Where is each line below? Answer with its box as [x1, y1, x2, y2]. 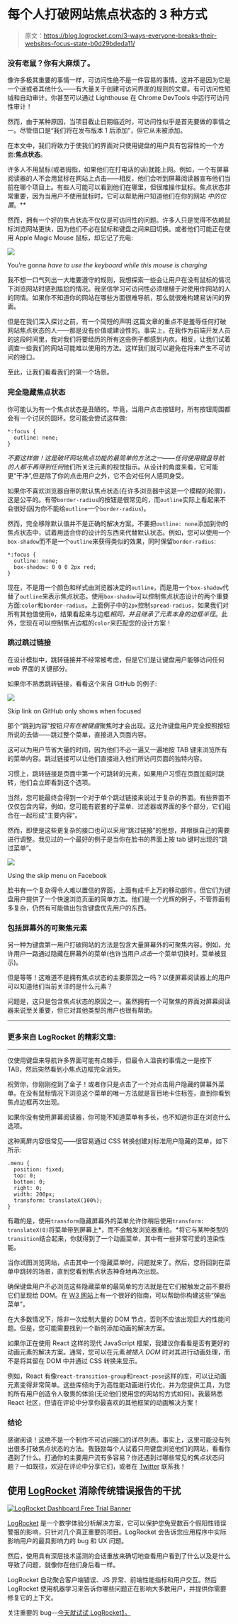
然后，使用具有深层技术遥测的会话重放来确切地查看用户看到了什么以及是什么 [7, 1551, 231, 1560]
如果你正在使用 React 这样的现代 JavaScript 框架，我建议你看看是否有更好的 [7, 1339, 230, 1347]
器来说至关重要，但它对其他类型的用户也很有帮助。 [7, 1006, 157, 1015]
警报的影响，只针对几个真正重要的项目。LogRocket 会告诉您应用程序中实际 [7, 1528, 227, 1536]
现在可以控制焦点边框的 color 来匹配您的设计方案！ [25, 618, 172, 627]
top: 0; [13, 1172, 37, 1179]
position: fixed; [13, 1166, 65, 1174]
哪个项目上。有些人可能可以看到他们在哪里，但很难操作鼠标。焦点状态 [19, 183, 225, 191]
